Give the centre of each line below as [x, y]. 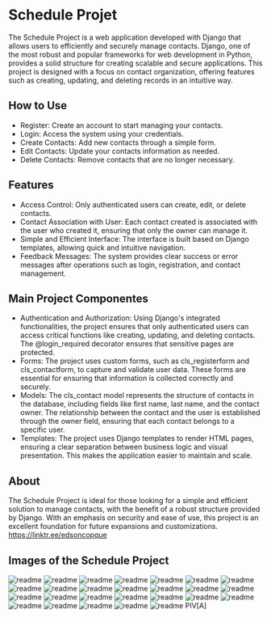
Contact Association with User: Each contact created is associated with [139, 222]
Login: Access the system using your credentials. [102, 133]
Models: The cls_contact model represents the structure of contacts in [137, 396]
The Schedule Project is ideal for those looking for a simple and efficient [128, 501]
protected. [37, 353]
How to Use [38, 106]
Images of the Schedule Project [89, 560]
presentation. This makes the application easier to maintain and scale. [136, 455]
